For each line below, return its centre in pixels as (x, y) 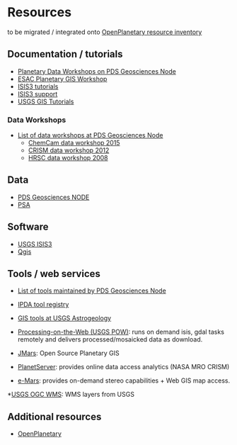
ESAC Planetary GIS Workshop (62, 79)
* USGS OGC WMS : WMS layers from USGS (71, 395)
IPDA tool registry (43, 305)
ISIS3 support (37, 94)
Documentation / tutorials (65, 54)
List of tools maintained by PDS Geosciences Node (92, 291)
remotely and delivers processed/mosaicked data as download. (110, 339)
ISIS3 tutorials (38, 86)
